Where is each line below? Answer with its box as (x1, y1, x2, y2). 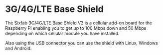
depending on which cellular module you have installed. (5, 30, 120, 36)
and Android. (5, 45, 32, 51)
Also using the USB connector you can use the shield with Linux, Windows (5, 40, 158, 46)
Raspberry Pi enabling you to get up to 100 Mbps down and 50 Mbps (5, 25, 147, 31)
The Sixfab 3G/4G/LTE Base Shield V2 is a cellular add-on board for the (5, 20, 153, 26)
